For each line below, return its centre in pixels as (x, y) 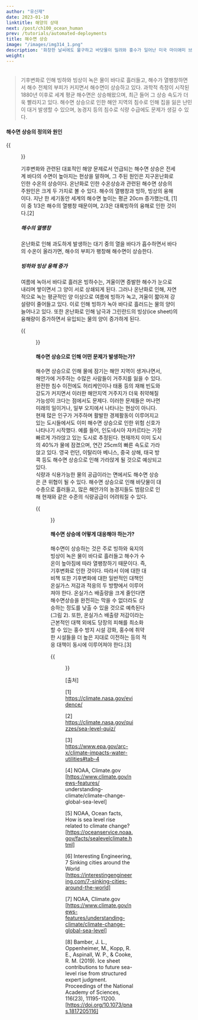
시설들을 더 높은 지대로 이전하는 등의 (98, 637)
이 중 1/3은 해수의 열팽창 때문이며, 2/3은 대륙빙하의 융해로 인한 (93, 206)
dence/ (74, 704)
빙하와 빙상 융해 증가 (44, 266)
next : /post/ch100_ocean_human (45, 28)
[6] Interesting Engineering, (98, 856)
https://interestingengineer (100, 875)
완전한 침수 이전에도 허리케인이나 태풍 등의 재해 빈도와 (98, 386)
